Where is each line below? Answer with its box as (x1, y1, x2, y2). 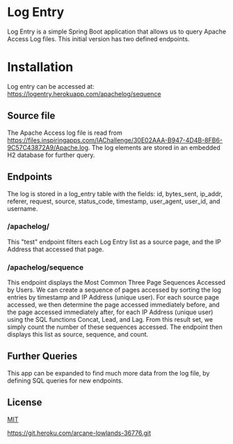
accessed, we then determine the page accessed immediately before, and (7, 301, 220, 309)
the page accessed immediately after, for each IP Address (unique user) (7, 308, 214, 316)
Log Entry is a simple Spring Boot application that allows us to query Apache (7, 27, 227, 36)
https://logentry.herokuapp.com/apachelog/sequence (7, 89, 161, 98)
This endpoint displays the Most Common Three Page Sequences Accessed (7, 279, 226, 287)
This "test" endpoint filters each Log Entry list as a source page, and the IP (7, 237, 221, 246)
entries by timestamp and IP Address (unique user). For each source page (7, 293, 219, 302)
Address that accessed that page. (7, 245, 104, 253)
